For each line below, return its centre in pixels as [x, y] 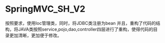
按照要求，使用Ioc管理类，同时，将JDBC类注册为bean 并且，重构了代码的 [81, 23]
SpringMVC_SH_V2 [45, 9]
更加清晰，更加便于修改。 [35, 35]
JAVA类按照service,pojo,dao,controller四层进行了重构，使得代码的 [86, 29]
